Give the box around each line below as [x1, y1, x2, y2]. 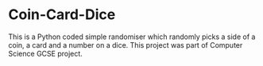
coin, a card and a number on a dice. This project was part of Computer [8, 40, 243, 49]
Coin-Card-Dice [8, 6, 116, 24]
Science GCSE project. [8, 49, 83, 58]
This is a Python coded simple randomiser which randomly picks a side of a [8, 32, 256, 41]
